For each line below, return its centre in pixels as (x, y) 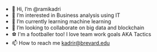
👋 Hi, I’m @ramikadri (36, 9)
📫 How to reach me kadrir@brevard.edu (61, 43)
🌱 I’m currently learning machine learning (61, 21)
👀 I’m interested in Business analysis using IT (66, 15)
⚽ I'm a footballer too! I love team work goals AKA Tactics (81, 34)
